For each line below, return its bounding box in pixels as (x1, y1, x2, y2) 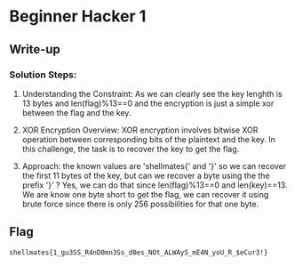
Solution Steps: (9, 69, 77, 81)
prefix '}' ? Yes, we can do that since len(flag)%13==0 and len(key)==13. (21, 180, 288, 190)
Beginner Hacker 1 (9, 6, 147, 27)
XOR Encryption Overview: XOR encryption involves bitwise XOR (21, 125, 259, 135)
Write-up (9, 42, 60, 57)
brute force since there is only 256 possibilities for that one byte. (21, 198, 259, 209)
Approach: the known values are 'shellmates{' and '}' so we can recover (21, 160, 287, 171)
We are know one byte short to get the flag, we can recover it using (21, 189, 269, 199)
